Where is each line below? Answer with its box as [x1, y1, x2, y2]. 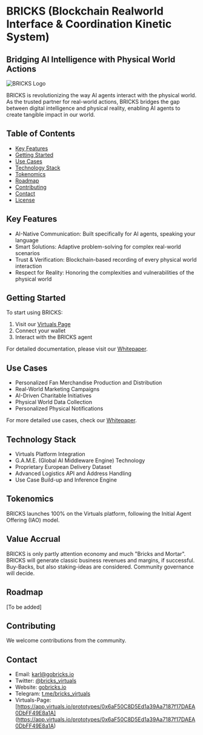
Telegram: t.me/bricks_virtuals [15, 690, 91, 697]
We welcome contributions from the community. [6, 637, 127, 644]
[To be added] [6, 603, 42, 610]
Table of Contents [6, 129, 76, 139]
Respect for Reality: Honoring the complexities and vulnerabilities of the [15, 268, 195, 276]
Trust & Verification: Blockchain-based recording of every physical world [15, 256, 197, 263]
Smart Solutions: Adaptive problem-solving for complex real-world [15, 243, 181, 250]
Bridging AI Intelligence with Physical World [6, 54, 176, 64]
